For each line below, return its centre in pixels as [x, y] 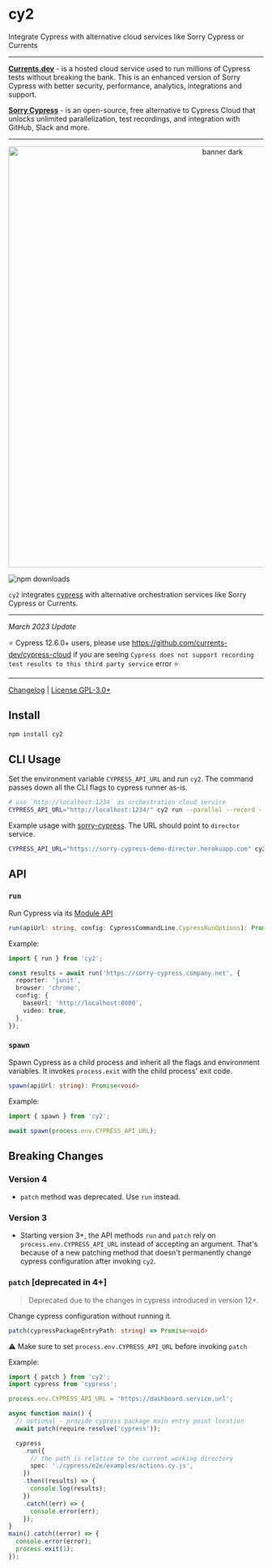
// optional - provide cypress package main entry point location [130, 1421]
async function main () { [50, 1414]
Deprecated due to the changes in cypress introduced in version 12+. [143, 1300]
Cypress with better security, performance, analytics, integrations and [125, 85]
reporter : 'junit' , [49, 980]
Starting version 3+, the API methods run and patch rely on [118, 1235]
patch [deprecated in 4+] [58, 1282]
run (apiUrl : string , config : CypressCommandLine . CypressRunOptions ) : [128, 928]
